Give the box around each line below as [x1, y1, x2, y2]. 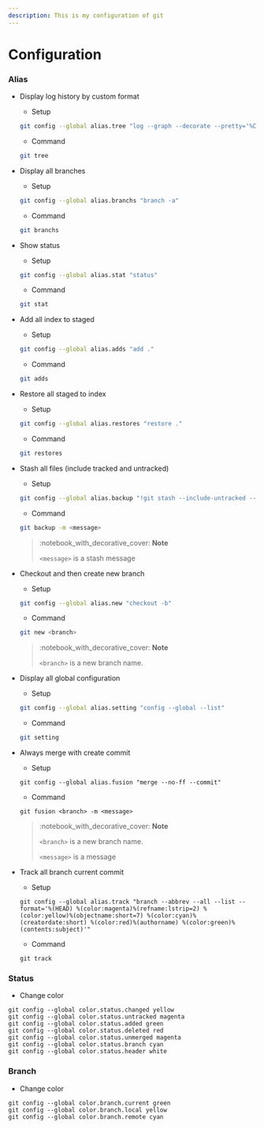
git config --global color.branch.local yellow [8, 1106, 168, 1114]
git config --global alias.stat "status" [19, 271, 158, 279]
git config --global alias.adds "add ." [19, 345, 154, 354]
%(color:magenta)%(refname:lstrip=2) [76, 905, 200, 913]
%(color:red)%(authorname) [90, 919, 179, 927]
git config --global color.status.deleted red [8, 1027, 164, 1035]
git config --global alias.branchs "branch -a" [19, 197, 179, 204]
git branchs [19, 226, 59, 234]
